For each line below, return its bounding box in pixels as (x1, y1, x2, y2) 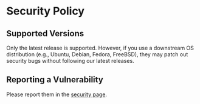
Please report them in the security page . (6, 91, 108, 98)
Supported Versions (6, 28, 84, 39)
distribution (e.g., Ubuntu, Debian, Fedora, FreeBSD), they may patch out (6, 51, 188, 58)
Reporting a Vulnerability (6, 74, 103, 85)
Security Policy (6, 4, 85, 18)
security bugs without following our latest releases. (6, 57, 135, 64)
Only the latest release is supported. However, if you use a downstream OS (6, 44, 195, 51)
